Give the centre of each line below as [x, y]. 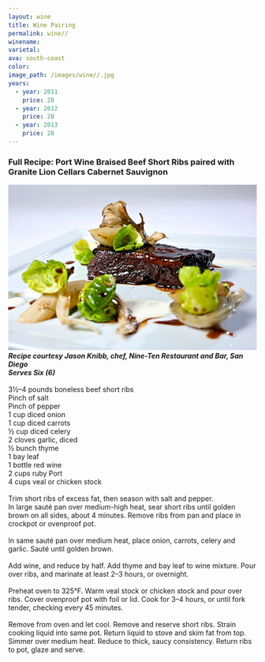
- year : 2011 [37, 92]
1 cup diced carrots [39, 423]
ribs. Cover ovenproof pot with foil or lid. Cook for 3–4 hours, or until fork [127, 600]
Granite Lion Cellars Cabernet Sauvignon [88, 171]
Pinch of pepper [34, 406]
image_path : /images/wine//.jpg [61, 75]
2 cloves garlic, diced [43, 440]
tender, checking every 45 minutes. [66, 607]
